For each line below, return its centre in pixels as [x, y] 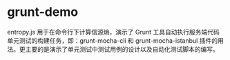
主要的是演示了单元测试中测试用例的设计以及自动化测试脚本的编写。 [122, 49]
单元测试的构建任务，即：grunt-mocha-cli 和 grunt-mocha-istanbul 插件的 [113, 40]
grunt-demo [42, 12]
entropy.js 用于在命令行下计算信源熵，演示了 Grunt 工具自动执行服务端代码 [113, 32]
